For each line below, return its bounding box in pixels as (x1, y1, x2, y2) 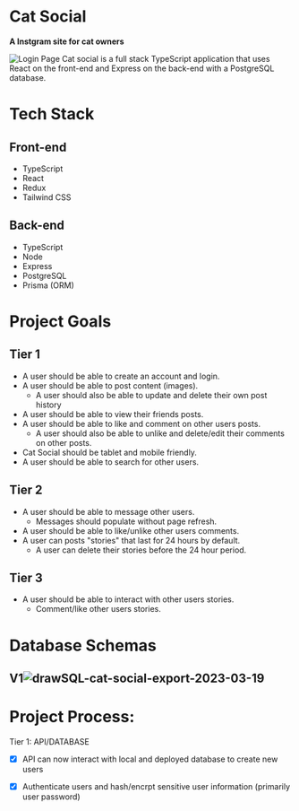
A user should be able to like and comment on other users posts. (21, 418, 261, 429)
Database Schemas (9, 635, 157, 656)
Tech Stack (9, 104, 95, 125)
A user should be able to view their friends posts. (21, 408, 204, 419)
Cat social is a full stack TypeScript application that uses (61, 53, 270, 64)
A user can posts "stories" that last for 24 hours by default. (21, 535, 241, 545)
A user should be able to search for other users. (21, 456, 200, 467)
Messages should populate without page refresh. (35, 516, 218, 527)
